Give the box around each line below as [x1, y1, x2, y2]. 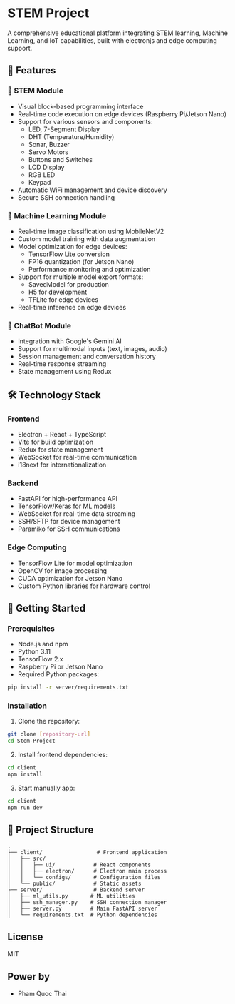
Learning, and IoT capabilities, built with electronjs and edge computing [7, 36, 217, 44]
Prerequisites [7, 623, 55, 633]
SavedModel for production [28, 280, 109, 288]
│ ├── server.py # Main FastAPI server [7, 905, 158, 913]
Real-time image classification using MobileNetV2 [17, 227, 164, 235]
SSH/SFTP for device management [17, 517, 120, 526]
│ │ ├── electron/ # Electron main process [7, 868, 167, 875]
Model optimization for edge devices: [17, 242, 127, 250]
